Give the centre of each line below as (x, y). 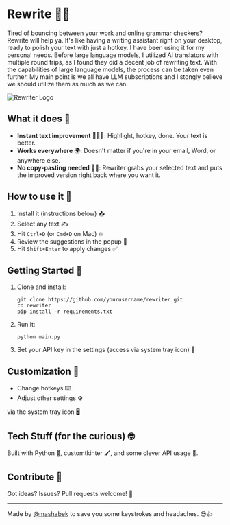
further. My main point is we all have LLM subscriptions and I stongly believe (115, 77)
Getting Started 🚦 (45, 270)
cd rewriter (34, 306)
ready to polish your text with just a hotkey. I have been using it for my (106, 47)
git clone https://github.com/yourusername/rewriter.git (100, 300)
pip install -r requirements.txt (65, 312)
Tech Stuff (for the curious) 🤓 (71, 436)
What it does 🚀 (39, 119)
